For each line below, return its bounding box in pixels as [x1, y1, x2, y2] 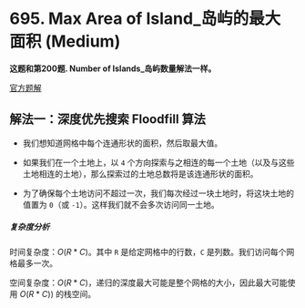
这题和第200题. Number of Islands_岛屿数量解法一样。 [9, 63, 217, 74]
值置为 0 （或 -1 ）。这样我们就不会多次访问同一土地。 [22, 199, 220, 210]
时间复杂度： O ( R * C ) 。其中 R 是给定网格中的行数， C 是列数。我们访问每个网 [9, 246, 295, 257]
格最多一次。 [9, 257, 57, 269]
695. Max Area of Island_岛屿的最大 [9, 8, 281, 29]
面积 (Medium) [9, 31, 121, 52]
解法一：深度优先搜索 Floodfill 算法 [9, 111, 207, 128]
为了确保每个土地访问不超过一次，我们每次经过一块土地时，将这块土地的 [22, 188, 294, 199]
